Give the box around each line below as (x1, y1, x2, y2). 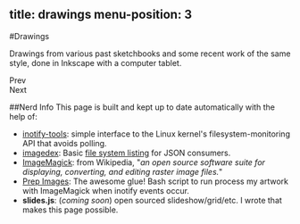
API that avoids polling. (21, 137, 107, 148)
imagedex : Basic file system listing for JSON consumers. (21, 147, 231, 158)
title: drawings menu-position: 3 (9, 7, 192, 22)
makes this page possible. (21, 204, 119, 215)
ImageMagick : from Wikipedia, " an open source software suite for (21, 156, 266, 168)
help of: (9, 111, 37, 121)
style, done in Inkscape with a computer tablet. (9, 57, 182, 68)
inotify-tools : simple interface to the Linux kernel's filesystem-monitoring (21, 129, 290, 139)
